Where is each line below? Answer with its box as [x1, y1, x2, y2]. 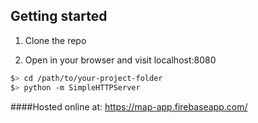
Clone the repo [24, 34, 87, 46]
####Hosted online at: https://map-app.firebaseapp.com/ [10, 100, 248, 113]
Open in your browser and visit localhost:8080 [24, 54, 217, 66]
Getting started [10, 8, 108, 25]
